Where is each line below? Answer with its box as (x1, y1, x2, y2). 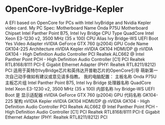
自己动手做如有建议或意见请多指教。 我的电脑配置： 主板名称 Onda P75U (9, 73, 157, 79)
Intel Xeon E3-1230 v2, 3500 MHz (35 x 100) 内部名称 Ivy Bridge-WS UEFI (5, 86, 155, 92)
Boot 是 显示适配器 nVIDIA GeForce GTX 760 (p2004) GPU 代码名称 (5, 92, 142, 98)
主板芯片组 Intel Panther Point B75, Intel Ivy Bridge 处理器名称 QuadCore (5, 80, 151, 86)
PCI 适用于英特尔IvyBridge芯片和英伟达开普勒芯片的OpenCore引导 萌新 (5, 67, 150, 73)
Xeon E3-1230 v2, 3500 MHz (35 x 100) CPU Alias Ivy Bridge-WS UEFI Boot (5, 35, 159, 41)
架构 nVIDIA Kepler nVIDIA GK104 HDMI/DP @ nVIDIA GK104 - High (14, 98, 150, 104)
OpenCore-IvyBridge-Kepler (5, 3, 124, 15)
